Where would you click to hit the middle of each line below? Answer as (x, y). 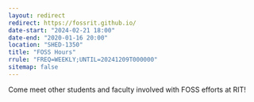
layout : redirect (37, 15)
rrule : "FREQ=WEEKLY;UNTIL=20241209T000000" (83, 60)
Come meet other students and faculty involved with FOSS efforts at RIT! (127, 89)
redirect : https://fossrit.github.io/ (72, 23)
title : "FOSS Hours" (42, 52)
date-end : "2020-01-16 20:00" (58, 38)
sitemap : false (33, 67)
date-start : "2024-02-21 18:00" (62, 30)
